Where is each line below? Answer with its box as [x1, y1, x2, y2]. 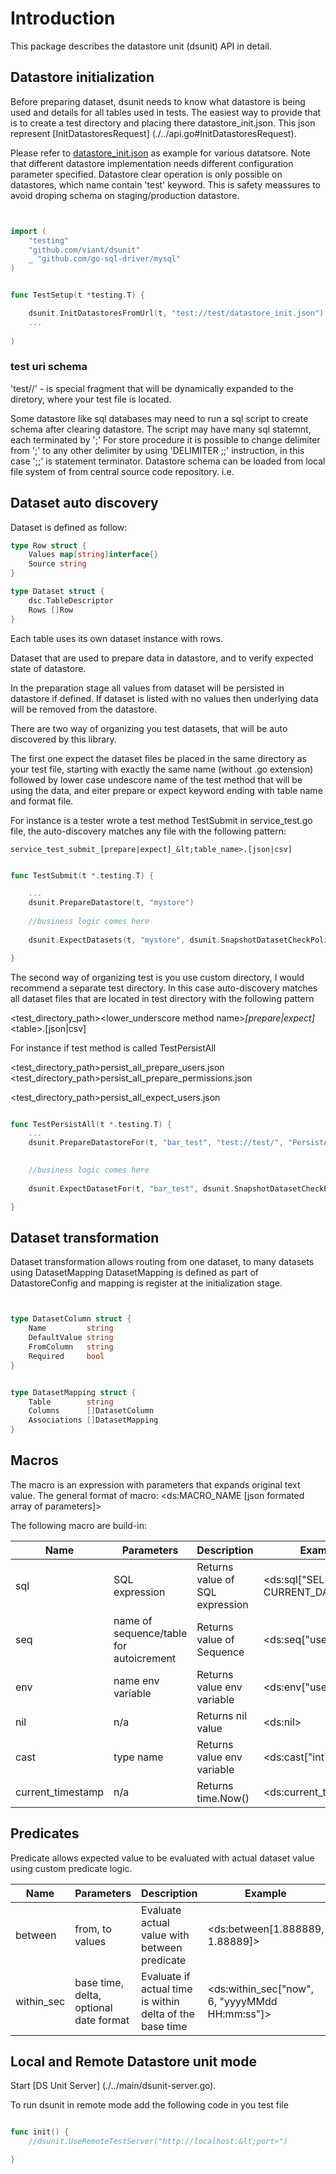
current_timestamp [15, 1785, 104, 1799]
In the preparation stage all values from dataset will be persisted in [10, 682, 285, 694]
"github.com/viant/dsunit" [28, 245, 141, 255]
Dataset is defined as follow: [10, 521, 128, 533]
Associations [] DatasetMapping [28, 1415, 159, 1426]
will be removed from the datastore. [10, 703, 158, 715]
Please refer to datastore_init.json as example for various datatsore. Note [10, 147, 311, 159]
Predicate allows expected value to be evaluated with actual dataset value [10, 1852, 315, 1864]
